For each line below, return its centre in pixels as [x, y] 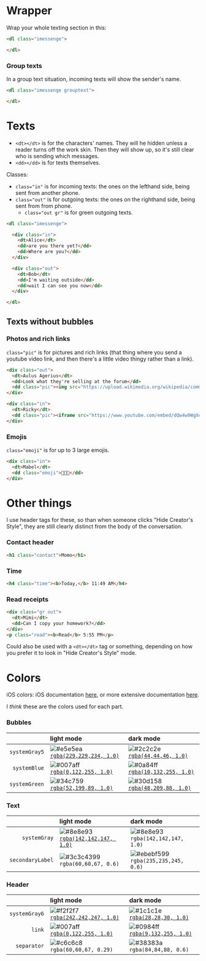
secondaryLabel [32, 860]
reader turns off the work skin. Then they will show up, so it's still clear [105, 149]
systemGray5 [27, 752]
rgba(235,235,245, [157, 861]
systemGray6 [27, 914]
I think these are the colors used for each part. [65, 706]
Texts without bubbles [50, 322]
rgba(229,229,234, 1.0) [85, 756]
